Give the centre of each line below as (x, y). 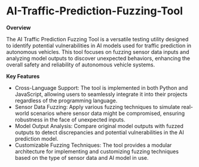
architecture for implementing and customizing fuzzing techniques (97, 151)
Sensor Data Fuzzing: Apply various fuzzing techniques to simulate (97, 107)
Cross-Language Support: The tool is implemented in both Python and (101, 87)
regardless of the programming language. (66, 101)
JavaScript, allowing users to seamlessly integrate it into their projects (101, 94)
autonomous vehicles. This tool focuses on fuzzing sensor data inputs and (98, 51)
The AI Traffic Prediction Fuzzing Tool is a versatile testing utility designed (97, 39)
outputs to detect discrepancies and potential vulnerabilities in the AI (99, 132)
